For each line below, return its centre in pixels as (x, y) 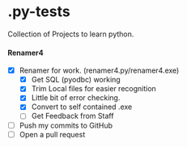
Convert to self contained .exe (82, 107)
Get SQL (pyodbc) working (76, 80)
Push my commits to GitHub (66, 125)
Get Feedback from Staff (72, 116)
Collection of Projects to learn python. (71, 34)
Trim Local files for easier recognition (94, 89)
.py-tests (39, 12)
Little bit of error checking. (76, 98)
